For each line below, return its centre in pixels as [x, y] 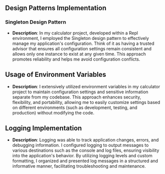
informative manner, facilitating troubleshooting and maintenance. [79, 166]
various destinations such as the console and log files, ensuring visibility [86, 150]
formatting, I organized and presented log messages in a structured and [85, 161]
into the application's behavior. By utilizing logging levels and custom [82, 156]
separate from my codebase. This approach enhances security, [77, 97]
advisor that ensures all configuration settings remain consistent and [82, 48]
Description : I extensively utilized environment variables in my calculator [86, 86]
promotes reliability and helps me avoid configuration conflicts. [76, 59]
